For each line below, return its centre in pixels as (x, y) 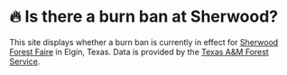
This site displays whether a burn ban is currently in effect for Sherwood (144, 42)
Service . (25, 61)
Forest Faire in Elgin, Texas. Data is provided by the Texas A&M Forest (139, 52)
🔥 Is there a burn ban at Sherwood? (144, 17)
